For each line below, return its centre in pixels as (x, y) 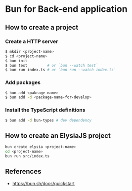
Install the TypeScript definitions (45, 110)
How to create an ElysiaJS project (58, 135)
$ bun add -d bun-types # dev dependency (48, 120)
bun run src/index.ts (27, 156)
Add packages (23, 82)
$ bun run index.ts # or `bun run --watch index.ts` (61, 70)
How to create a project (42, 27)
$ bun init (16, 61)
